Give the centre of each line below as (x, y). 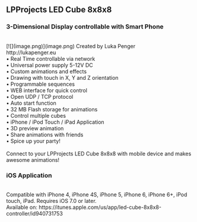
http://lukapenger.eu (31, 52)
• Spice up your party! (33, 141)
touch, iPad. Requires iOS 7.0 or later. (51, 201)
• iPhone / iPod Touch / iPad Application (55, 122)
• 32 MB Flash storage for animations (52, 109)
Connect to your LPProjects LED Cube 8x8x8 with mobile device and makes (99, 154)
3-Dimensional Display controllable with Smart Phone (85, 27)
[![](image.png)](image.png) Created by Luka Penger (71, 46)
